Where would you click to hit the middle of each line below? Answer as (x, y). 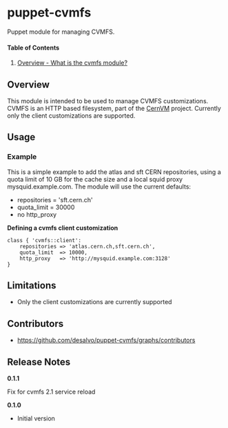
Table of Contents (33, 47)
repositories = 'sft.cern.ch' (55, 200)
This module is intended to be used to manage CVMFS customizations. (108, 100)
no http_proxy (37, 214)
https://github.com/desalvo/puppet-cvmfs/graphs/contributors (106, 340)
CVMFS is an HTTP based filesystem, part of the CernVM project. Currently (114, 108)
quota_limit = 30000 (46, 207)
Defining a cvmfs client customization (63, 228)
